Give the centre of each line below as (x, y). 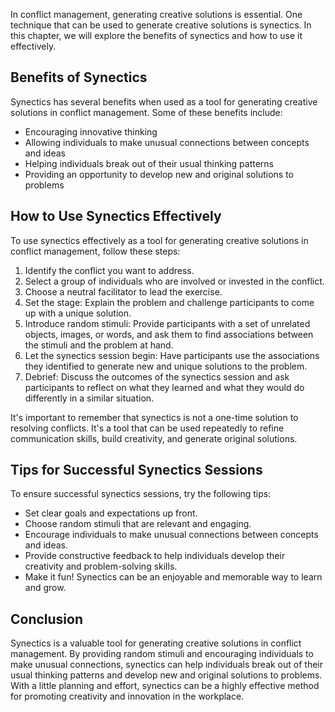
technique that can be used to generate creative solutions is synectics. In (161, 25)
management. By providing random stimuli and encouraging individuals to (162, 654)
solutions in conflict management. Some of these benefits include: (146, 112)
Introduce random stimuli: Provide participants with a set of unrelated (167, 323)
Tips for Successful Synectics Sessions (136, 470)
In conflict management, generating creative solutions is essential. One (156, 14)
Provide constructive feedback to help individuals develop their (155, 556)
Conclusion (47, 619)
